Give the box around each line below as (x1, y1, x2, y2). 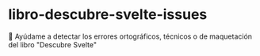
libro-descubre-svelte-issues (8, 6, 208, 24)
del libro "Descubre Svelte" (8, 39, 97, 49)
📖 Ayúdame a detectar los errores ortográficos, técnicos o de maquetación (8, 32, 252, 41)
